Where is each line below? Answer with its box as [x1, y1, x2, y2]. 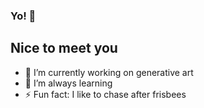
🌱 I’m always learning [24, 77, 113, 89]
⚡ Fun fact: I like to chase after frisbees [24, 88, 187, 100]
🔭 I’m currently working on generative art [24, 66, 194, 78]
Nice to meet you [10, 40, 118, 57]
